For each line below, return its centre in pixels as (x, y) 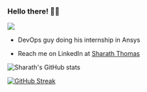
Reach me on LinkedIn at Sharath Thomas (79, 54)
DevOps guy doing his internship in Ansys (79, 40)
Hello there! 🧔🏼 (34, 11)
